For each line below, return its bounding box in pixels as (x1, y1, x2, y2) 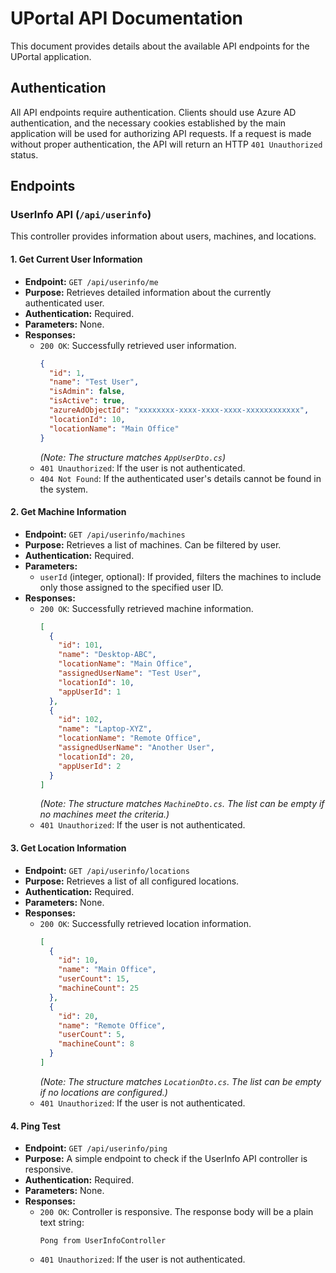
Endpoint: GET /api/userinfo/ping (24, 1142, 168, 1154)
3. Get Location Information (10, 842, 127, 854)
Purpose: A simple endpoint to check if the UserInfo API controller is (24, 1153, 308, 1165)
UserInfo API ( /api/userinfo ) (10, 208, 152, 222)
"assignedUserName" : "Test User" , (58, 668, 202, 679)
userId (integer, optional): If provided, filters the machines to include (39, 570, 322, 582)
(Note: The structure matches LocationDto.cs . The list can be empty (39, 1075, 322, 1087)
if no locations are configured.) (39, 1086, 168, 1098)
